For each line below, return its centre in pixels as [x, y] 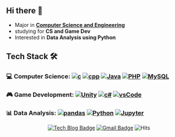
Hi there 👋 [24, 11]
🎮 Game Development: [40, 95]
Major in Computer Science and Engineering [70, 25]
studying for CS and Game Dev [52, 31]
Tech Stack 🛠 [32, 56]
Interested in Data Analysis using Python [65, 37]
